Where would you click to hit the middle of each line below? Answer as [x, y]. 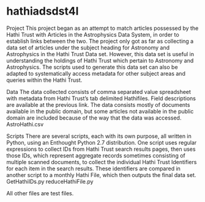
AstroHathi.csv [25, 124]
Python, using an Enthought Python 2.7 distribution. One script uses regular [102, 142]
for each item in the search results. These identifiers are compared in [93, 168]
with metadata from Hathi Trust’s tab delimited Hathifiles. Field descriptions [101, 98]
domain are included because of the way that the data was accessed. [94, 118]
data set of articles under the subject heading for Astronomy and [88, 48]
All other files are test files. [40, 193]
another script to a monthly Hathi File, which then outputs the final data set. [101, 175]
